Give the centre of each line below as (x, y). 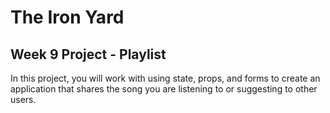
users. (23, 99)
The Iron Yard (67, 17)
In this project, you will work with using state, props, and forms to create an (165, 78)
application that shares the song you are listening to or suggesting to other (164, 89)
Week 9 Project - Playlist (88, 54)
